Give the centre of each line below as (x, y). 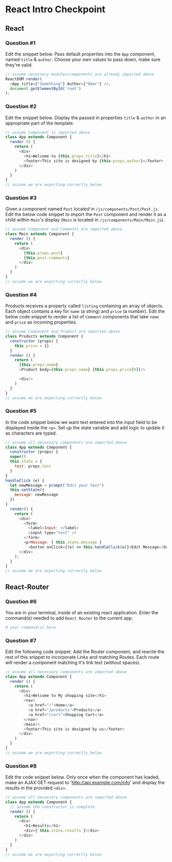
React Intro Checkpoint (56, 9)
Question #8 (21, 766)
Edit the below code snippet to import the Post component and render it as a (86, 214)
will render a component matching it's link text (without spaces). (73, 663)
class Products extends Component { (44, 336)
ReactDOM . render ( (24, 79)
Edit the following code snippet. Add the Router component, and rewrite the (85, 652)
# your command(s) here (31, 627)
